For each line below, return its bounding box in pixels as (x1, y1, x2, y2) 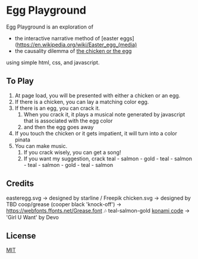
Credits (6, 179, 34, 189)
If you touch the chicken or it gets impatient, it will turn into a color (14, 129, 177, 137)
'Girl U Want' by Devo (6, 213, 59, 220)
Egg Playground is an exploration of (6, 23, 94, 30)
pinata (14, 136, 31, 143)
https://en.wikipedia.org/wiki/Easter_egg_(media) (17, 41, 137, 48)
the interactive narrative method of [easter (14, 34, 119, 42)
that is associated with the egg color (23, 117, 113, 124)
